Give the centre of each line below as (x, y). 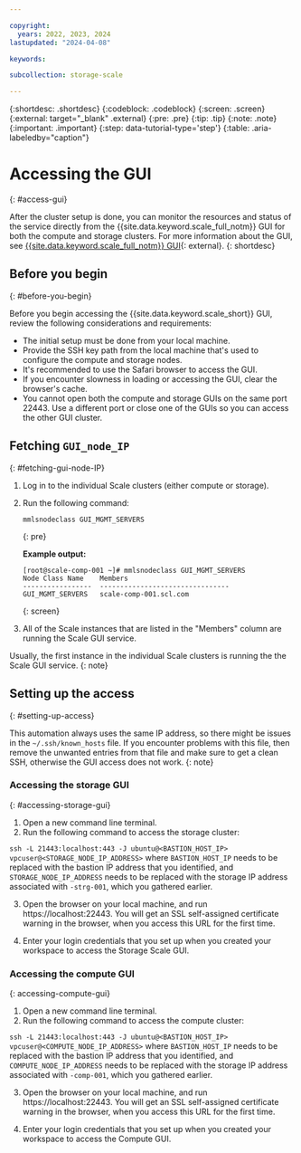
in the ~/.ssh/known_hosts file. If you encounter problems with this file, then (150, 742)
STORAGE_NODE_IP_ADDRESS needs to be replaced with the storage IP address (149, 877)
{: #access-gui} (38, 199)
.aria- (262, 129)
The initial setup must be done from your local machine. (126, 340)
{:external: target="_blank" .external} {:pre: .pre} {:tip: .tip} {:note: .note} (143, 119)
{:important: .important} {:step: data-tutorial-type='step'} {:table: (130, 129)
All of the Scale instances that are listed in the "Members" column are (152, 628)
